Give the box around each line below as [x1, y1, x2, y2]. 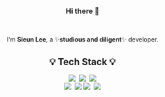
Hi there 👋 [65, 6, 100, 16]
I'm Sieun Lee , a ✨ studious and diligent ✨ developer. [6, 35, 159, 44]
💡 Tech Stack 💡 [49, 55, 116, 68]
